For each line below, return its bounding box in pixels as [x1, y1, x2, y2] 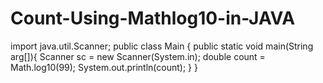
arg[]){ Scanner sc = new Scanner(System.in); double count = [10, 50, 266, 62]
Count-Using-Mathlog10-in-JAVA [10, 7, 296, 30]
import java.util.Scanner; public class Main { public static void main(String [10, 40, 314, 52]
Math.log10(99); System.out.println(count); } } [10, 61, 198, 73]
